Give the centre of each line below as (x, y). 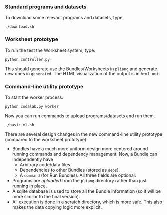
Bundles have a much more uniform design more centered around (80, 149)
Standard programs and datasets (46, 7)
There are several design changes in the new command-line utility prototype (84, 134)
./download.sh (20, 27)
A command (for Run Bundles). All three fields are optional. (78, 175)
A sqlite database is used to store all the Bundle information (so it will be (86, 191)
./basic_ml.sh (20, 125)
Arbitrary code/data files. (46, 164)
